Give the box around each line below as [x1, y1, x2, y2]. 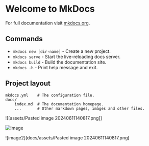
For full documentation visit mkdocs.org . [5, 20, 90, 26]
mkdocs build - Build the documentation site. [12, 59, 107, 65]
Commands [5, 35, 43, 43]
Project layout [5, 79, 51, 88]
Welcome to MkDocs [5, 3, 95, 15]
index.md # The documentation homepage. [14, 101, 104, 107]
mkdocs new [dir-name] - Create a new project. [12, 48, 111, 54]
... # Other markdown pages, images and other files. [14, 106, 145, 111]
